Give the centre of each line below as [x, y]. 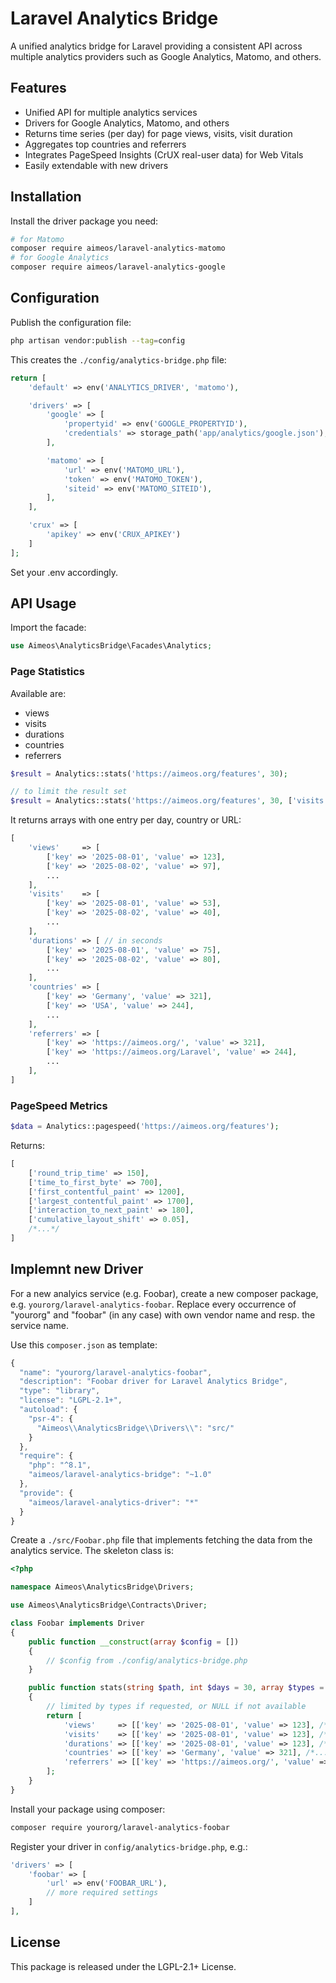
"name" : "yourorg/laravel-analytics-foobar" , [116, 1372]
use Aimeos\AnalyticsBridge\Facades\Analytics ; [111, 646]
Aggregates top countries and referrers [105, 144]
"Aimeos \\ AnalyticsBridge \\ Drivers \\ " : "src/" [135, 1428]
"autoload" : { [48, 1410]
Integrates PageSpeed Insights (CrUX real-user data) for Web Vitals [164, 154]
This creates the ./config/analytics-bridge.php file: [118, 359]
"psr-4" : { [51, 1418]
